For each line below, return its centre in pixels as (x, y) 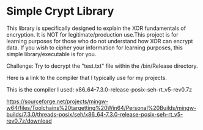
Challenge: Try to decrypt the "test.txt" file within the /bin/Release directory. (102, 66)
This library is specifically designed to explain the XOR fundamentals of (96, 28)
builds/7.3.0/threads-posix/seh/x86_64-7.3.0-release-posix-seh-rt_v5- (95, 114)
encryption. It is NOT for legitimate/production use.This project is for (92, 34)
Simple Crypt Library (60, 11)
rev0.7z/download (29, 121)
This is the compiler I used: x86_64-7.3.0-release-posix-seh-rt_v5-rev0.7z (99, 89)
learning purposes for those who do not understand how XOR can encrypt (100, 41)
